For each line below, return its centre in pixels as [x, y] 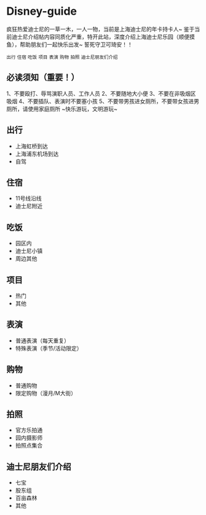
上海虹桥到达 [31, 146]
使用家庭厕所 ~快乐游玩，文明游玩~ [73, 109]
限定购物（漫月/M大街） [46, 393]
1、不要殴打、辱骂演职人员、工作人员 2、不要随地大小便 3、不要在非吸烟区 [101, 93]
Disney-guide [42, 11]
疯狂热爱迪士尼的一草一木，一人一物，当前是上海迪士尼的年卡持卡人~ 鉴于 [101, 29]
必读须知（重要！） [43, 78]
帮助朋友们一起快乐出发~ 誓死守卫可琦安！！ [76, 44]
